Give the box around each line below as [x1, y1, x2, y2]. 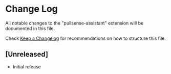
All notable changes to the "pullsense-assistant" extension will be [5, 20, 144, 26]
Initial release [12, 63, 41, 69]
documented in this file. [5, 25, 55, 31]
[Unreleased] [5, 50, 49, 59]
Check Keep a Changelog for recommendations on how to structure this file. [5, 35, 166, 41]
